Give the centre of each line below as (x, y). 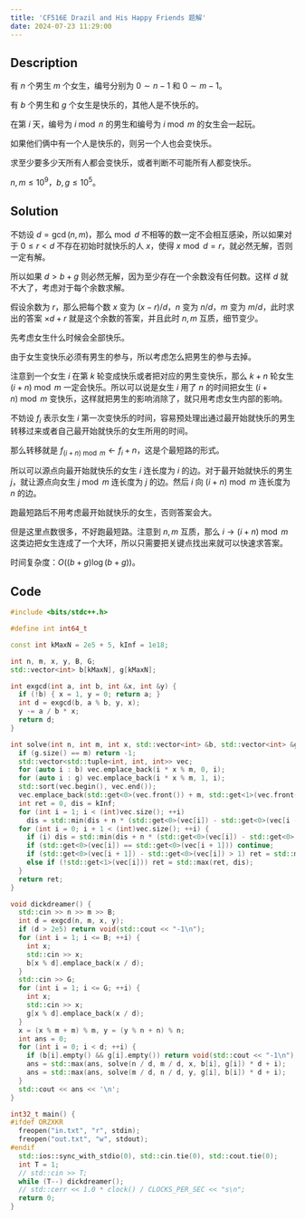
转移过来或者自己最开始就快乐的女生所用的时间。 (101, 430)
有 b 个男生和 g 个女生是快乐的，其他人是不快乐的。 (107, 105)
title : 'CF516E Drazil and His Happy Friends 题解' (108, 18)
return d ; (37, 720)
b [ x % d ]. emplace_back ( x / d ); (86, 963)
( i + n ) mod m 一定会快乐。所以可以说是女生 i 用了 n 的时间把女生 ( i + (139, 387)
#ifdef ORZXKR (37, 1123)
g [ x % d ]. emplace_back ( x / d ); (86, 1013)
